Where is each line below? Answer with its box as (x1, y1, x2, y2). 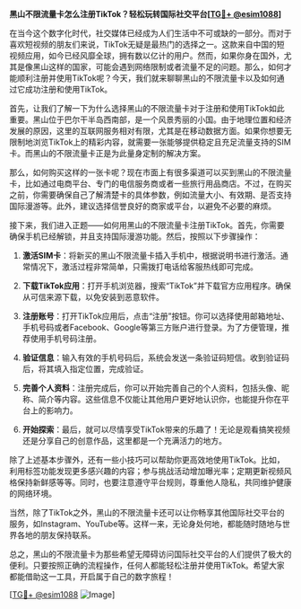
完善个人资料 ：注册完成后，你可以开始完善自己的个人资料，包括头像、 (21, 383, 282, 393)
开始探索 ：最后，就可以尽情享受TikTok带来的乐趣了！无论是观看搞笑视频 (21, 424, 291, 435)
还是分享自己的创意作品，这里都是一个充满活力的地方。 (21, 436, 227, 446)
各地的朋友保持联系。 (16, 530, 96, 540)
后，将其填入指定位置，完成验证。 (21, 364, 149, 374)
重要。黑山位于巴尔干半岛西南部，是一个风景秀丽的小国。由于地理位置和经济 (9, 114, 292, 125)
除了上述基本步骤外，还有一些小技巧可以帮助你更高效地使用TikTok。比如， (9, 455, 285, 465)
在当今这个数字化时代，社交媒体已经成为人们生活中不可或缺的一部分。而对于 (9, 28, 292, 39)
